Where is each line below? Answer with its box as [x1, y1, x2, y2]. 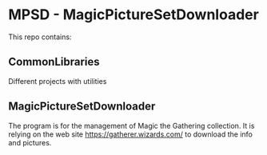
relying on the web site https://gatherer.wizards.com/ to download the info [8, 129, 253, 139]
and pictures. [8, 137, 52, 147]
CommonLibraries [8, 55, 100, 69]
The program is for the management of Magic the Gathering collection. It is [8, 121, 255, 130]
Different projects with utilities [8, 76, 107, 85]
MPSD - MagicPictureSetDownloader [8, 6, 260, 24]
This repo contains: [8, 32, 72, 42]
